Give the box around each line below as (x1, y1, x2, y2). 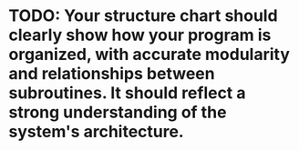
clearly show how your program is (8, 25, 272, 45)
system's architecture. (8, 122, 184, 142)
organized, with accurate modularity (8, 45, 291, 65)
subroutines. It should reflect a (8, 83, 247, 104)
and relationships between (8, 64, 215, 85)
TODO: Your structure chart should (8, 5, 279, 26)
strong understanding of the (8, 102, 227, 123)
